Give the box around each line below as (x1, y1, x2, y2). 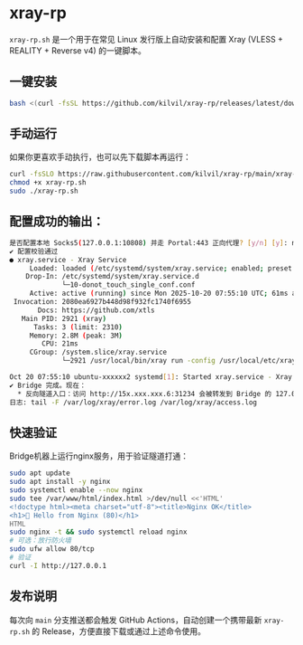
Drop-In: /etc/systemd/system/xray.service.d (25, 272, 200, 281)
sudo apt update (9, 469, 70, 478)
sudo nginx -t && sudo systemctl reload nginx (9, 527, 188, 536)
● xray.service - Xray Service (9, 255, 127, 264)
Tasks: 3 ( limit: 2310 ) (32, 322, 124, 332)
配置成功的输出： (9, 213, 105, 229)
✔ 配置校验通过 (9, 247, 59, 256)
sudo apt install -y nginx (9, 478, 111, 487)
